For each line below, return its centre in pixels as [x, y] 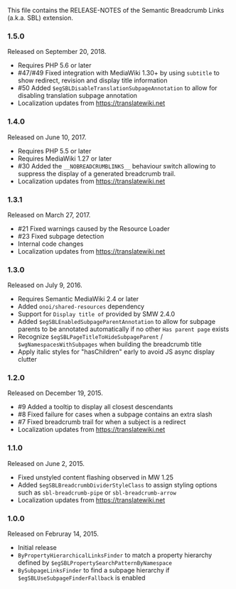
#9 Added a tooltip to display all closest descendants [95, 407]
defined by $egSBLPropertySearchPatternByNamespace [95, 563]
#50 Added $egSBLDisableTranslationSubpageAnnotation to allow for [118, 88]
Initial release [37, 548]
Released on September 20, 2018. [57, 52]
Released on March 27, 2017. [49, 215]
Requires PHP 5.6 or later [54, 65]
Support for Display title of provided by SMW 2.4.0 [96, 314]
